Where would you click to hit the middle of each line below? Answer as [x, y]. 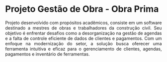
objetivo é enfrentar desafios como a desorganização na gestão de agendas [83, 33]
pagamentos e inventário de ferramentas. [47, 54]
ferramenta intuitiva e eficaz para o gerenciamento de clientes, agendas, [83, 49]
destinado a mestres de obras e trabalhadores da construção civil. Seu [83, 28]
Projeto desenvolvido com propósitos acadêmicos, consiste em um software [83, 23]
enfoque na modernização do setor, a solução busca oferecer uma [83, 43]
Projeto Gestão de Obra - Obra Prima [82, 9]
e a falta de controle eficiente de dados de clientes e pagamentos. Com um [83, 38]
